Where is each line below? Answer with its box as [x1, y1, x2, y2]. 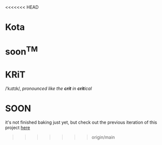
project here [5, 124, 30, 131]
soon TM [5, 44, 38, 58]
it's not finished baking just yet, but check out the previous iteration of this [5, 119, 158, 125]
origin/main [91, 134, 115, 140]
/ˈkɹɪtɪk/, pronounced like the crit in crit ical [5, 85, 92, 91]
